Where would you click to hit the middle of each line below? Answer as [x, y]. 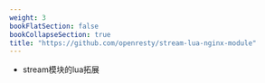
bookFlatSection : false [54, 26]
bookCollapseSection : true [60, 34]
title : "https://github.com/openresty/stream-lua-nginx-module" [133, 43]
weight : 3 [28, 18]
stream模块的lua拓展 [61, 69]
